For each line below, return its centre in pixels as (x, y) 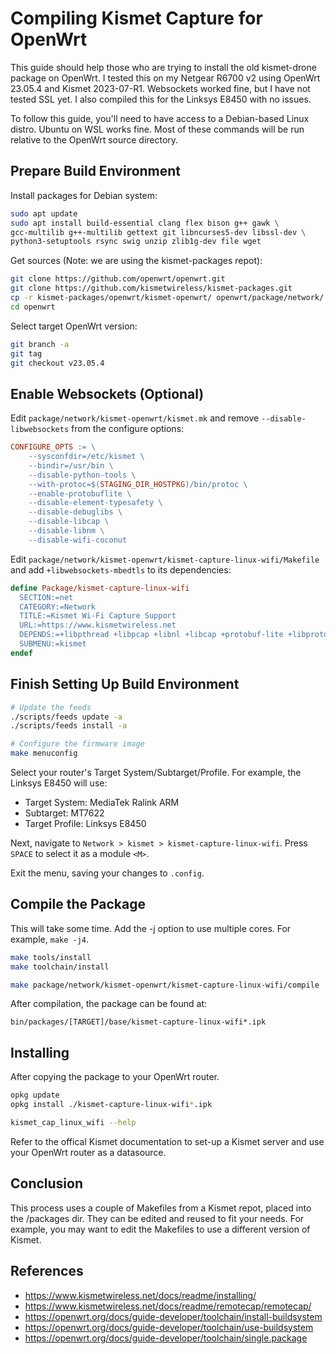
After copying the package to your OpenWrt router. (115, 1077)
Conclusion (47, 1183)
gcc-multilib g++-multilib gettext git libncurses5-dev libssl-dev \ (158, 232)
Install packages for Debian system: (84, 195)
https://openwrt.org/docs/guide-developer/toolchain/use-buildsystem (169, 1327)
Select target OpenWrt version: (74, 326)
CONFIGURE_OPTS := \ (53, 447)
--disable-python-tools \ (82, 475)
